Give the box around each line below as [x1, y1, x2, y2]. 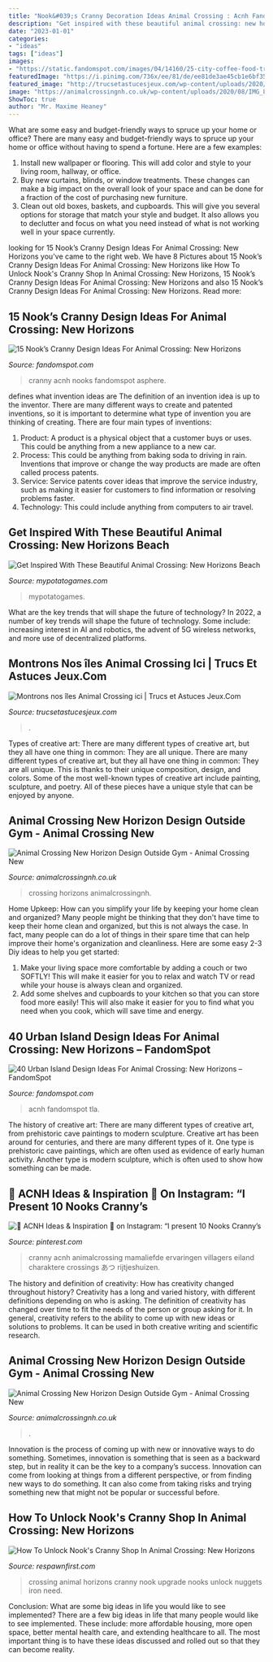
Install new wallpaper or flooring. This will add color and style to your [19, 158, 252, 168]
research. [8, 1331, 41, 1340]
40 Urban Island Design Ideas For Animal [8, 1030, 219, 1044]
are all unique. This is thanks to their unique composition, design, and [8, 764, 241, 774]
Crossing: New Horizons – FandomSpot [8, 1042, 211, 1056]
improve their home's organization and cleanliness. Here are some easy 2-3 [8, 939, 262, 949]
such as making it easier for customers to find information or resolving [19, 485, 256, 495]
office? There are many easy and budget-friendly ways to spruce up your [8, 133, 254, 143]
